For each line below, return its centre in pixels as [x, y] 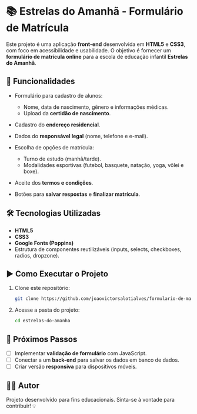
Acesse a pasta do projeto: [47, 310]
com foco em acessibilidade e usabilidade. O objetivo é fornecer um [89, 50]
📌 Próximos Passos [42, 339]
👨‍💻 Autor [23, 385]
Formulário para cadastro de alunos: [59, 95]
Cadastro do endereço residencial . [57, 125]
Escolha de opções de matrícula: [54, 147]
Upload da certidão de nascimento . [67, 113]
